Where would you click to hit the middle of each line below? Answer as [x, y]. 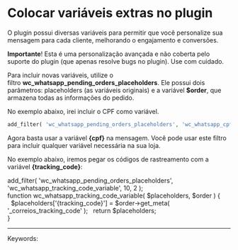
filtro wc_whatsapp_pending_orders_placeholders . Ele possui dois [106, 82]
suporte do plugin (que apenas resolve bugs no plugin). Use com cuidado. [116, 61]
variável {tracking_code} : [45, 166]
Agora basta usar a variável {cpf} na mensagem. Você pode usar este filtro [117, 138]
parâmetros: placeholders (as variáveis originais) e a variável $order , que [114, 90]
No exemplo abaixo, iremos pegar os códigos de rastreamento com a [108, 159]
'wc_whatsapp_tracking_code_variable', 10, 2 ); [75, 188]
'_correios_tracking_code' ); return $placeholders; [82, 210]
